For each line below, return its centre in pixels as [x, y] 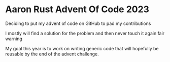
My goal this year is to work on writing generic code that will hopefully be [82, 48]
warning [14, 39]
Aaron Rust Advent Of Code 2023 [77, 9]
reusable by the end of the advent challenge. [52, 54]
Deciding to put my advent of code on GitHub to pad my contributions [78, 23]
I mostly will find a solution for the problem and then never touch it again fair [85, 33]
